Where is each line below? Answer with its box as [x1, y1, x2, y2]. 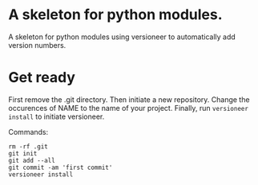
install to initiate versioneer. [8, 112, 105, 121]
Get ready [8, 69, 76, 87]
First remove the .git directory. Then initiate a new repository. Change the [8, 94, 250, 104]
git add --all [8, 156, 56, 164]
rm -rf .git [8, 142, 48, 151]
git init [8, 149, 38, 157]
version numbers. [8, 40, 67, 49]
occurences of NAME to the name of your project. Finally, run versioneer [8, 103, 248, 112]
